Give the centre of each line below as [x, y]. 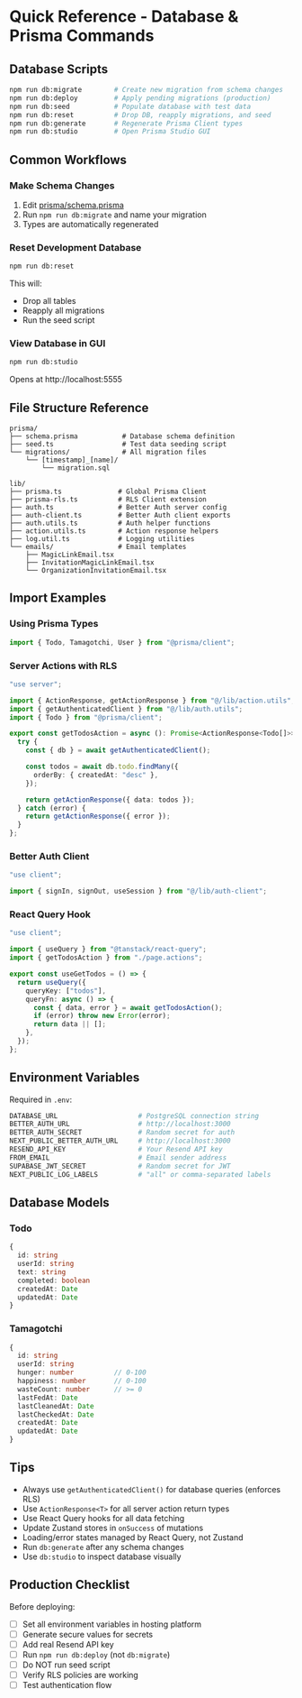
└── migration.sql [76, 468]
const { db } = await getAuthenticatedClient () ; [118, 750]
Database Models [59, 1202]
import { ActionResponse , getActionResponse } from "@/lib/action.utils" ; [152, 701]
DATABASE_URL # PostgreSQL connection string [134, 1115]
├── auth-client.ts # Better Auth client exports [120, 516]
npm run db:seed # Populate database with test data [130, 106]
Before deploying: [42, 1606]
